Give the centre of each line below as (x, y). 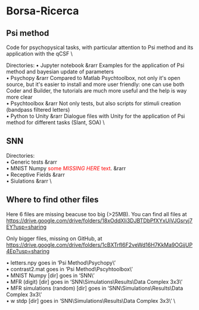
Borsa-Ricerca (43, 11)
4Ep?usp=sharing (28, 251)
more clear (19, 97)
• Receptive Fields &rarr (36, 174)
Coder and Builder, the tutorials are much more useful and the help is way (97, 90)
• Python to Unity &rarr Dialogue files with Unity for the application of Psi (96, 116)
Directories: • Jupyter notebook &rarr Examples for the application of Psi (95, 65)
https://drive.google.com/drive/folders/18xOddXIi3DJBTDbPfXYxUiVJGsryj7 (99, 220)
